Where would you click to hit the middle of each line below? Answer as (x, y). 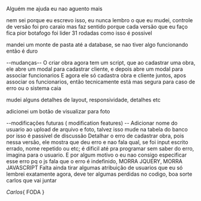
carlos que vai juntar (31, 180)
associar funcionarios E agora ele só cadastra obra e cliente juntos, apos (96, 75)
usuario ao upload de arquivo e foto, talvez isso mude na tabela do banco (97, 129)
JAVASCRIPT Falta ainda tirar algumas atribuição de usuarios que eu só (94, 168)
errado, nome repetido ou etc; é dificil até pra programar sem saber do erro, (100, 148)
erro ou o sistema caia (34, 88)
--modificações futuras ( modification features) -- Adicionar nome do (92, 123)
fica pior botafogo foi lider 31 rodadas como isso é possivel (79, 33)
